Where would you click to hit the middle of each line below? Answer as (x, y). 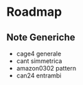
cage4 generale (39, 53)
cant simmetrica (39, 61)
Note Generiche (41, 37)
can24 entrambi (39, 75)
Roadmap (34, 12)
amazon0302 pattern (46, 68)
